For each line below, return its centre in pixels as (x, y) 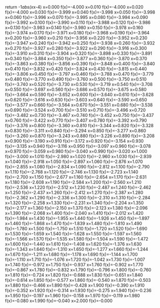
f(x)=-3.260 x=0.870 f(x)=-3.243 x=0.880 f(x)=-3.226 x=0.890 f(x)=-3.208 (80, 136)
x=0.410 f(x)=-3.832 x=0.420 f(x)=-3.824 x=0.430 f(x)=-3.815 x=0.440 (76, 69)
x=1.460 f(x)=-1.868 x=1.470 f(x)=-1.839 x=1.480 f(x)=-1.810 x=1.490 (74, 223)
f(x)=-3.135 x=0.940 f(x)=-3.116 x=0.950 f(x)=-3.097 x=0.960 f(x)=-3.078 (78, 146)
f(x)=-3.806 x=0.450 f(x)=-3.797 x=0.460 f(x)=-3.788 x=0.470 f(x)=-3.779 (79, 74)
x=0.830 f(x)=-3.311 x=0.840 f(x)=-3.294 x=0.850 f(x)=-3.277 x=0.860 (76, 131)
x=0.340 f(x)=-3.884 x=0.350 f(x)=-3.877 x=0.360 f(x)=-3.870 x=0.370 (76, 58)
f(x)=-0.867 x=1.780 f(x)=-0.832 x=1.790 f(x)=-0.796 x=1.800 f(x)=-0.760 (78, 270)
